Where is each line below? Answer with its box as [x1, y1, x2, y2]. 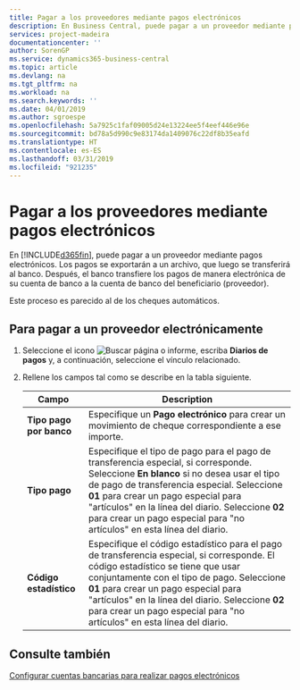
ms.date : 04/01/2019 [9, 105, 87, 114]
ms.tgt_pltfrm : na [9, 80, 78, 88]
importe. [87, 431, 123, 443]
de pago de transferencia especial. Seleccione [87, 479, 283, 492]
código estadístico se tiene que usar [87, 560, 241, 573]
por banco [26, 425, 72, 438]
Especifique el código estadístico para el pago [87, 538, 283, 551]
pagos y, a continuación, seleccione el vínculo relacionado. [21, 355, 241, 366]
